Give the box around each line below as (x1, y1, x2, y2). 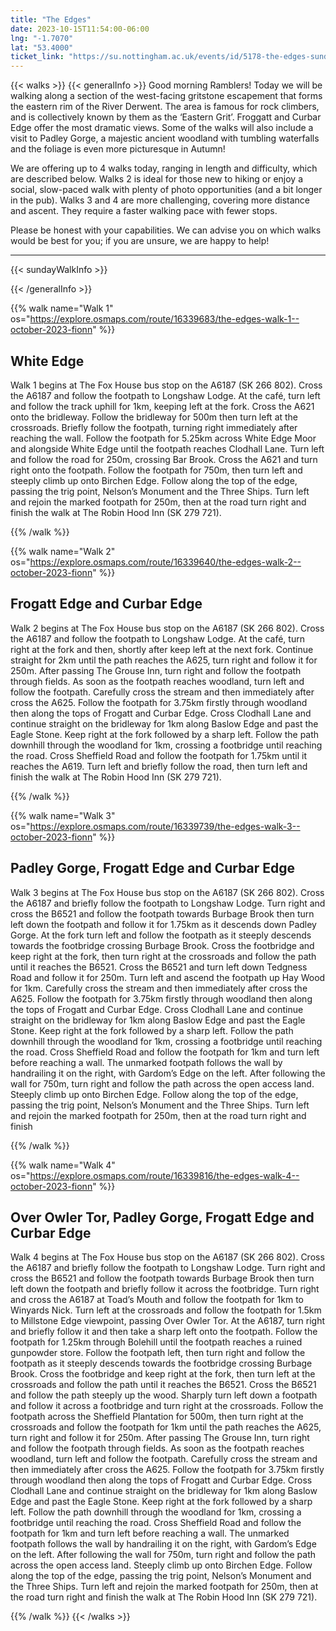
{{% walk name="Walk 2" (10, 545, 116, 557)
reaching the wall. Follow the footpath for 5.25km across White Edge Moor (10, 432, 317, 444)
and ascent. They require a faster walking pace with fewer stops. (10, 205, 278, 217)
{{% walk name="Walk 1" (10, 302, 114, 315)
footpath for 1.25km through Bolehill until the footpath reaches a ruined (10, 1336, 303, 1348)
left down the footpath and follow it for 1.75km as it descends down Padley (10, 918, 317, 930)
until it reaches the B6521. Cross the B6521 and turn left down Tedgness (10, 961, 308, 973)
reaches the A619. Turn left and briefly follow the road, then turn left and (10, 760, 308, 772)
